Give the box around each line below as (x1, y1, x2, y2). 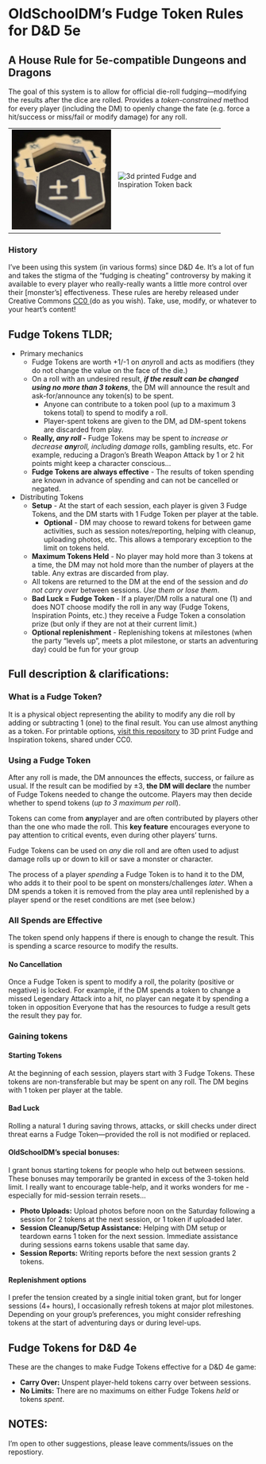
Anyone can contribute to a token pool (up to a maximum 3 (43, 399, 236, 409)
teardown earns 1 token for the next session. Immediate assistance (19, 1231, 238, 1241)
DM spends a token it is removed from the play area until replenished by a (8, 886, 250, 895)
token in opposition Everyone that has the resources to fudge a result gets (8, 1003, 251, 1012)
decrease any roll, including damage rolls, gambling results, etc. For (31, 441, 253, 451)
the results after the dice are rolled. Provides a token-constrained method (8, 95, 249, 104)
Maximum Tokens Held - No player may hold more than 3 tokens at (31, 551, 253, 561)
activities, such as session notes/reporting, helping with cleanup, (43, 526, 256, 535)
